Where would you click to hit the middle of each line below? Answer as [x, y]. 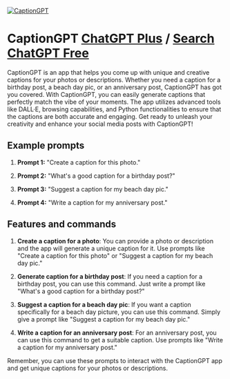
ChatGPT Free [48, 54]
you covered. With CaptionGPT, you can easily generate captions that [106, 94]
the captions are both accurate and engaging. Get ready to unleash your [110, 116]
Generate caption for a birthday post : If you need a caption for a [109, 276]
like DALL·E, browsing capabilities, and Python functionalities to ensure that [114, 109]
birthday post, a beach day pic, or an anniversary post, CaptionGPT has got [115, 87]
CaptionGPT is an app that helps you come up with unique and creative [108, 72]
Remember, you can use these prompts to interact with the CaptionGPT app [115, 360]
